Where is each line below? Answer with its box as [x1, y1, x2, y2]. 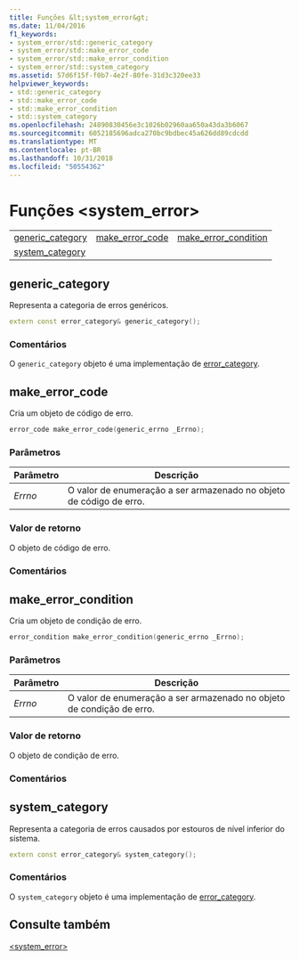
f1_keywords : [9, 29, 58, 38]
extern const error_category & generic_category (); [9, 317, 201, 326]
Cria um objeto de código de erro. [9, 408, 133, 419]
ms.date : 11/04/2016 [9, 21, 86, 30]
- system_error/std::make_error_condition [9, 54, 169, 63]
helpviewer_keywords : [9, 79, 90, 88]
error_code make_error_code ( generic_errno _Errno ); [9, 425, 205, 435]
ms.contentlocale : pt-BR [9, 145, 101, 154]
